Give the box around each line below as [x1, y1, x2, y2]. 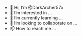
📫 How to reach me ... [9, 26, 56, 31]
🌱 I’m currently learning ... [9, 15, 63, 20]
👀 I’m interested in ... [9, 10, 52, 16]
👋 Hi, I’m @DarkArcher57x [9, 5, 64, 10]
